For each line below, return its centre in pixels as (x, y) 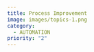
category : (21, 26)
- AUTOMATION (32, 32)
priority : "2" (27, 38)
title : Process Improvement (47, 13)
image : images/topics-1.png (47, 20)
